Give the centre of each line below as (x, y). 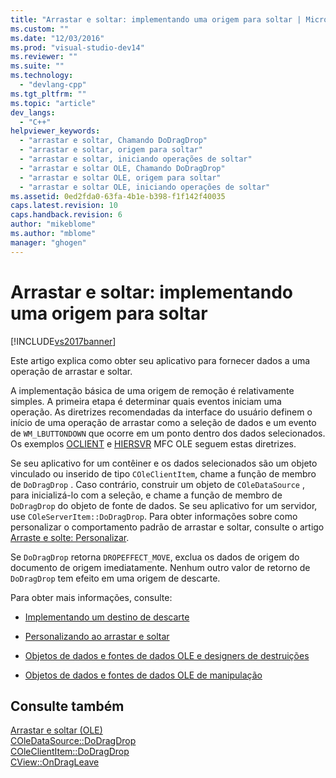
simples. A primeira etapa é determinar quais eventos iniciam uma (146, 401)
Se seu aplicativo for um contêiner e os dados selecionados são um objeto (164, 463)
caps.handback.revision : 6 (66, 215)
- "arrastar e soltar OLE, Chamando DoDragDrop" (122, 168)
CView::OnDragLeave (55, 762)
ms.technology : (42, 76)
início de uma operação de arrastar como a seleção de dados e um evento (163, 422)
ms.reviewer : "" (44, 57)
